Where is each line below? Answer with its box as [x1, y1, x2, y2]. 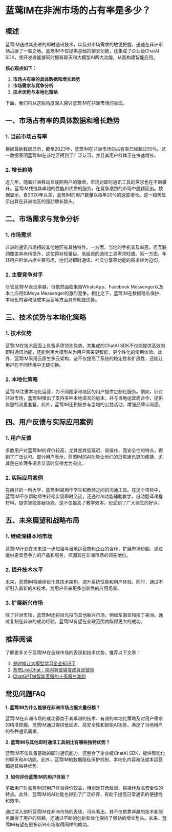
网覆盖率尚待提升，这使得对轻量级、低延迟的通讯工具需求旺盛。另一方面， [5, 250, 162, 257]
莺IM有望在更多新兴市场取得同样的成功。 [5, 821, 92, 827]
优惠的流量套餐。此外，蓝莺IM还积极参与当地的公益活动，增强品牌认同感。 [5, 401, 163, 407]
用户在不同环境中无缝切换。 [5, 361, 64, 368]
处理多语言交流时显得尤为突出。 [18, 460, 86, 466]
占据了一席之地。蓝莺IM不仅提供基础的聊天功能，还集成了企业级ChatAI [9, 48, 160, 54]
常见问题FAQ [5, 690, 46, 698]
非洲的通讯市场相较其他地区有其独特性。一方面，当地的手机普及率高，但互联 [5, 244, 167, 250]
